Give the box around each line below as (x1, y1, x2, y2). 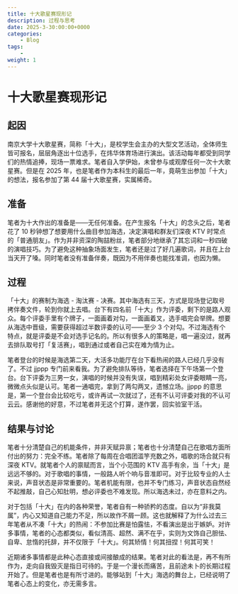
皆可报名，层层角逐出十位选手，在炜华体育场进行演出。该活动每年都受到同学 (7, 148, 231, 157)
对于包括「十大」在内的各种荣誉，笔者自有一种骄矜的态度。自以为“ (7, 503, 203, 511)
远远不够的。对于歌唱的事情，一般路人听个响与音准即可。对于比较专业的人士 (7, 469, 231, 478)
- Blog (20, 37, 40, 44)
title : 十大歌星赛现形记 (7, 10, 72, 18)
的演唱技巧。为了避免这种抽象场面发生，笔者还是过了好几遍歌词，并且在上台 (7, 245, 231, 253)
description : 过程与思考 (7, 17, 76, 24)
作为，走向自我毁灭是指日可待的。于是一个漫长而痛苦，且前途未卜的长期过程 (7, 561, 231, 571)
